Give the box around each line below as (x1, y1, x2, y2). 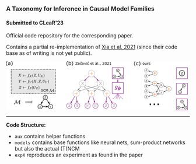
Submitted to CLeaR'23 (6, 19, 64, 26)
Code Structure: (6, 121, 46, 128)
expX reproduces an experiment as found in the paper (14, 151, 143, 158)
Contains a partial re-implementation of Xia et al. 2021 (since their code (6, 43, 178, 51)
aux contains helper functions (14, 133, 86, 139)
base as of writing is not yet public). (6, 50, 92, 57)
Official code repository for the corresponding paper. (6, 32, 134, 39)
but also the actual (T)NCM (14, 145, 80, 152)
